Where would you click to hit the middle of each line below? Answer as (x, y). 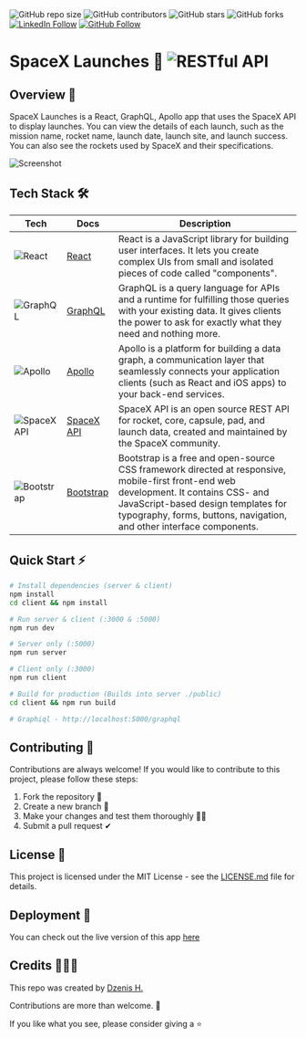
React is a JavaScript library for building (204, 239)
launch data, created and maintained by (203, 432)
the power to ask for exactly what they (200, 322)
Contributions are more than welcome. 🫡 (85, 1005)
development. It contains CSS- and (194, 492)
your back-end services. (171, 394)
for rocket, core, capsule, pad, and (192, 421)
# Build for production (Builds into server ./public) (116, 694)
